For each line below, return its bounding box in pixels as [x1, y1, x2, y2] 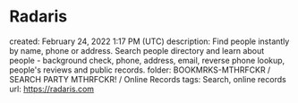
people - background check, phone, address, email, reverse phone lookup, [9, 55, 285, 65]
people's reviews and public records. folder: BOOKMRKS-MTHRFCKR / [9, 64, 271, 75]
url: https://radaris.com [9, 83, 95, 94]
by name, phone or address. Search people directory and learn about [9, 45, 265, 56]
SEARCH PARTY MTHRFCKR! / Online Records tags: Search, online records [9, 73, 286, 84]
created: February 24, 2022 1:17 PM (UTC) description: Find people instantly [9, 36, 290, 47]
